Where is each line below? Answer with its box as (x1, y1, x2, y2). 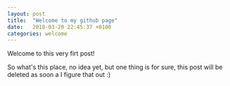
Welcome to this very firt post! (7, 49, 95, 58)
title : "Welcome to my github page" (7, 17, 118, 24)
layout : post (7, 10, 46, 18)
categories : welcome (7, 30, 68, 37)
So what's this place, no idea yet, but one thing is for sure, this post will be (7, 63, 223, 71)
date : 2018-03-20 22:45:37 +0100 (7, 23, 112, 30)
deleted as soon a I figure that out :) (7, 70, 111, 79)
